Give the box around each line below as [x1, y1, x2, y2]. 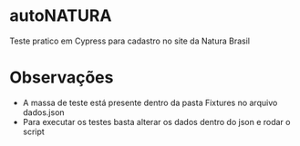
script [22, 126, 46, 137]
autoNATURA [9, 5, 112, 26]
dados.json [22, 106, 66, 118]
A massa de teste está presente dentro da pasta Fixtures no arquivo [22, 97, 278, 108]
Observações [9, 67, 114, 88]
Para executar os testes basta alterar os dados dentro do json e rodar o [22, 116, 291, 127]
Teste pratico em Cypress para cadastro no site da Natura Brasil [9, 35, 251, 46]
